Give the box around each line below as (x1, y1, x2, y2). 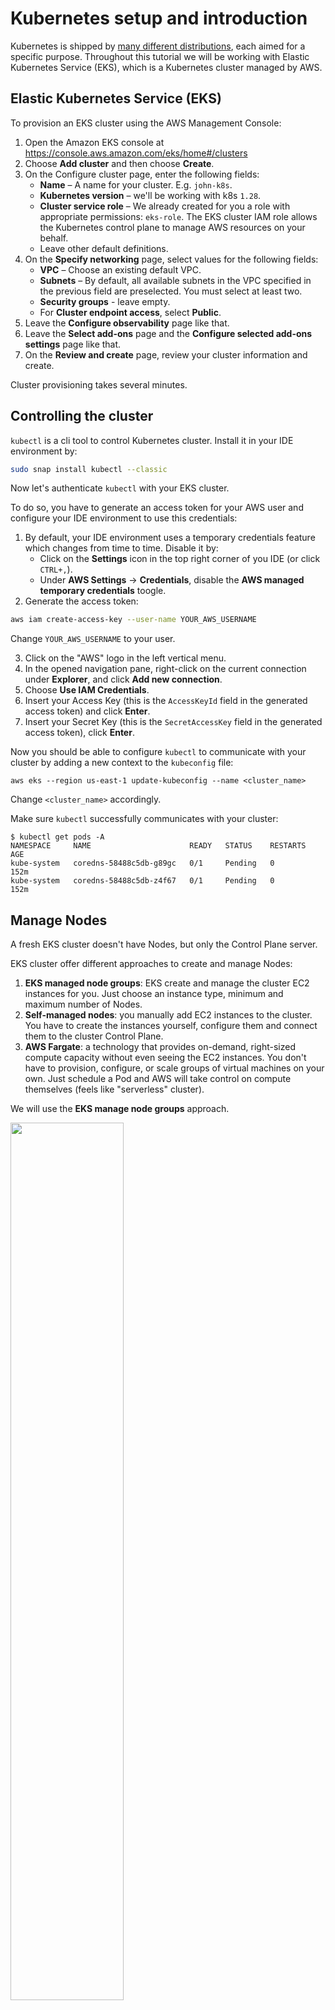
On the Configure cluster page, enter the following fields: (24, 168, 260, 180)
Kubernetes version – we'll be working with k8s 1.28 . (39, 189, 262, 201)
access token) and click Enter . (24, 705, 151, 717)
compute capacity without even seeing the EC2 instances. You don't (24, 1052, 307, 1064)
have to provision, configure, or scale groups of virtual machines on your (24, 1062, 325, 1074)
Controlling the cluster (10, 408, 154, 425)
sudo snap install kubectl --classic (10, 464, 168, 474)
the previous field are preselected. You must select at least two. (39, 285, 303, 297)
